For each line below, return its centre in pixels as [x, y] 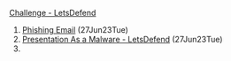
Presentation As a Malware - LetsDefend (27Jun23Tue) [122, 39]
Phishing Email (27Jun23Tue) [75, 30]
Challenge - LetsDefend [53, 13]
